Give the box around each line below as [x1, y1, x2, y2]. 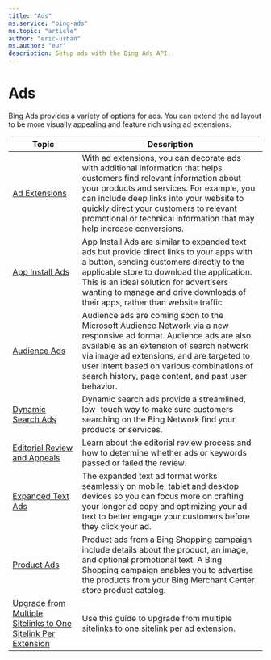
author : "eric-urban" [8, 34, 81, 43]
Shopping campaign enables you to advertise [81, 564, 254, 575]
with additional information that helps [81, 162, 223, 174]
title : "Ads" [8, 11, 52, 20]
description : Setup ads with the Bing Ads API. [8, 49, 172, 57]
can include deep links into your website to [81, 192, 244, 204]
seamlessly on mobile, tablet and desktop [81, 480, 240, 491]
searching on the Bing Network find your [81, 414, 236, 425]
